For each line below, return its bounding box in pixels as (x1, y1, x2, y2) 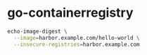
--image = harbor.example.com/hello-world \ (13, 34, 140, 41)
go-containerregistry (7, 5, 134, 21)
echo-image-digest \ (7, 28, 68, 35)
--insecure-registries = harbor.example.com (13, 40, 140, 48)
